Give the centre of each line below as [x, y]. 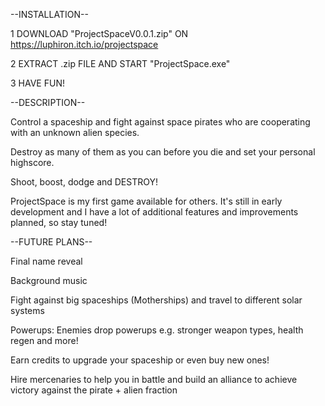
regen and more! [44, 340]
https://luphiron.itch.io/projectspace [84, 44]
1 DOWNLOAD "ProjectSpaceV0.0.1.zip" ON [99, 33]
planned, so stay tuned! [59, 222]
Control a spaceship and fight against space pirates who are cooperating [160, 122]
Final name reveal [46, 261]
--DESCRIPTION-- [48, 102]
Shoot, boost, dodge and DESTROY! [84, 182]
